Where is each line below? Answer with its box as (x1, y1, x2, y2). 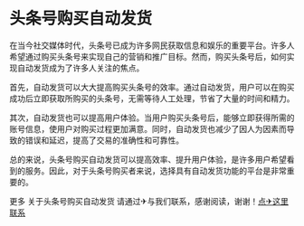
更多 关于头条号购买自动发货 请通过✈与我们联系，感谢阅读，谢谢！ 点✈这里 (9, 195, 290, 206)
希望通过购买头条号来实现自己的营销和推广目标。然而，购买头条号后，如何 (9, 51, 287, 61)
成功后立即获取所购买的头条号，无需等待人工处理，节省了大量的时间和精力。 (9, 92, 295, 104)
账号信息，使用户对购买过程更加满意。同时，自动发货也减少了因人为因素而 (9, 123, 287, 134)
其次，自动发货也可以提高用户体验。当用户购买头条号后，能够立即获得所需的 (9, 112, 295, 123)
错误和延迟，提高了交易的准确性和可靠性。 (24, 135, 184, 146)
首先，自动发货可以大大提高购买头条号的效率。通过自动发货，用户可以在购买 (9, 81, 295, 92)
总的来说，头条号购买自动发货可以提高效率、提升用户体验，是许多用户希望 (9, 154, 287, 165)
